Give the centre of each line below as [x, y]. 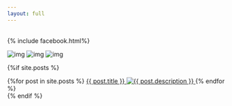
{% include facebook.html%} [49, 41]
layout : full [26, 14]
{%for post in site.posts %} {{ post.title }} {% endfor [116, 81]
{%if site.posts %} [33, 67]
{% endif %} [25, 96]
